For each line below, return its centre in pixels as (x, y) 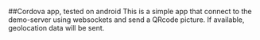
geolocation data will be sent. (56, 28)
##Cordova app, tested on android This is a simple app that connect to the (130, 11)
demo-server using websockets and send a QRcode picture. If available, (126, 20)
